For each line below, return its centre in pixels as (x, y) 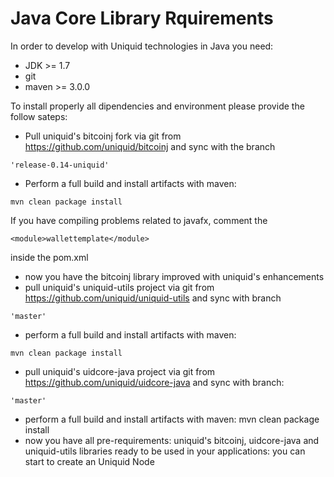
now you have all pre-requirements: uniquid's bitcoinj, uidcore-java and (172, 440)
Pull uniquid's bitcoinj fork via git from (103, 136)
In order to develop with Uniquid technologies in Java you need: (142, 46)
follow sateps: (39, 116)
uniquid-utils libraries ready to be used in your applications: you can (165, 451)
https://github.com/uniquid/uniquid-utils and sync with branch (153, 298)
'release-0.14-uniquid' (60, 165)
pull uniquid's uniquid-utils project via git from (119, 287)
